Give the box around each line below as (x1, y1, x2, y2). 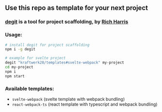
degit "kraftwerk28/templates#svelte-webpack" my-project (5, 60, 124, 65)
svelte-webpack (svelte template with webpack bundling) (12, 96, 125, 102)
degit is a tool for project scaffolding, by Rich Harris (5, 18, 129, 25)
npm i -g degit (5, 47, 36, 52)
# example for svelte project (5, 56, 66, 61)
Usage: (5, 32, 23, 38)
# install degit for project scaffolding (5, 42, 90, 48)
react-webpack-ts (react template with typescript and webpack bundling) (12, 101, 158, 107)
